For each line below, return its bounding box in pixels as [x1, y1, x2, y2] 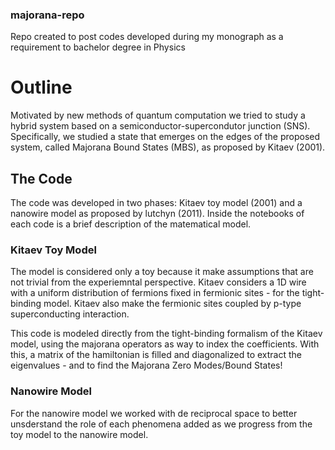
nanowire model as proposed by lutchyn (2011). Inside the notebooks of [10, 208, 305, 220]
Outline [10, 76, 73, 99]
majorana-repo [10, 8, 85, 22]
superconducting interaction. [10, 308, 130, 320]
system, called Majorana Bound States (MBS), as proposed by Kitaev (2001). [10, 141, 326, 153]
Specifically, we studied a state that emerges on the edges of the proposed [10, 131, 321, 143]
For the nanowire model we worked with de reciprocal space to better [10, 407, 298, 419]
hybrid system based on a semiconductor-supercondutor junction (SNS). [10, 120, 311, 132]
